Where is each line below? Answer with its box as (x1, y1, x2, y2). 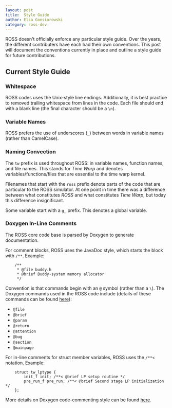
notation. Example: (5, 360, 45, 366)
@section (12, 340, 32, 345)
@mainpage (12, 345, 34, 350)
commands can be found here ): (5, 296, 72, 302)
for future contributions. (5, 52, 56, 59)
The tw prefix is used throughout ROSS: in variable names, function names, (5, 160, 164, 166)
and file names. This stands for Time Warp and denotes (5, 165, 123, 171)
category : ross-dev (5, 22, 47, 27)
